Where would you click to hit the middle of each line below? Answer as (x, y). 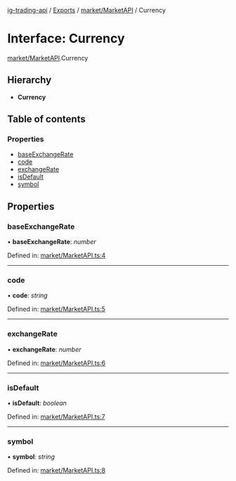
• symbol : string (31, 457)
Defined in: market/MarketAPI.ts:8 (57, 470)
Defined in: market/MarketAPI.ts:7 (56, 417)
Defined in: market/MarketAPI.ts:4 (57, 255)
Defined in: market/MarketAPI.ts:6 (57, 363)
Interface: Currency (66, 39)
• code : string (27, 295)
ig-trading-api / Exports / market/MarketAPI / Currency (87, 10)
